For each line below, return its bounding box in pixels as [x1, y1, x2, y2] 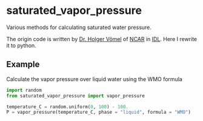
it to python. [6, 42, 36, 49]
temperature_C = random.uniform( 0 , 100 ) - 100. [6, 103, 129, 110]
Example [6, 59, 40, 70]
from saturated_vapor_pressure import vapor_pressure [6, 93, 145, 99]
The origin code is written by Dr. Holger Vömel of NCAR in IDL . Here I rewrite [6, 35, 198, 42]
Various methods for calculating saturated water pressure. [6, 24, 151, 31]
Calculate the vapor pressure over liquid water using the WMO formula [6, 75, 183, 82]
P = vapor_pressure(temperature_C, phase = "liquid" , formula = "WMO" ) [6, 110, 191, 116]
